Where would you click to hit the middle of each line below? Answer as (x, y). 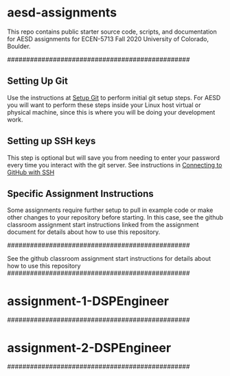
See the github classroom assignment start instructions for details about (109, 259)
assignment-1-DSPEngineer (88, 301)
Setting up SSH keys (51, 141)
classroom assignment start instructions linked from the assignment (103, 225)
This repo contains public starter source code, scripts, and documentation (112, 32)
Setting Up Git (38, 81)
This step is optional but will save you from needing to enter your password (114, 157)
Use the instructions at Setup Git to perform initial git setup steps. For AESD (114, 97)
